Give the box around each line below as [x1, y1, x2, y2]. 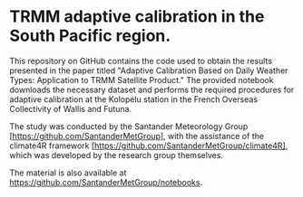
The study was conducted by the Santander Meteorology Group [9, 120, 249, 132]
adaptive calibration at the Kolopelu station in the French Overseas [9, 93, 259, 105]
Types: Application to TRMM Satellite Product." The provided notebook [9, 74, 274, 85]
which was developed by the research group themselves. [9, 149, 224, 160]
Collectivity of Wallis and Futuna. [9, 103, 132, 114]
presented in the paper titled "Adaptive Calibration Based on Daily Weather [9, 65, 288, 76]
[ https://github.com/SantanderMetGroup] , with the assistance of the [9, 130, 265, 141]
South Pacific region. [9, 25, 171, 46]
